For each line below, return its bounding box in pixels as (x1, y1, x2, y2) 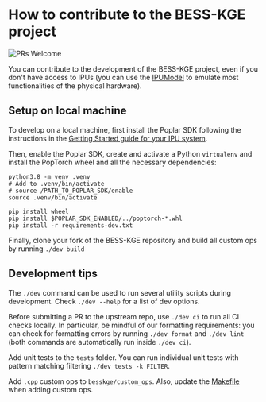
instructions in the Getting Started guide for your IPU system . (8, 133, 208, 143)
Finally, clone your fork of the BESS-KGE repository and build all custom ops (8, 235, 258, 245)
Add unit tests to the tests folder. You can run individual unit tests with (8, 352, 239, 362)
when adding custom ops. (8, 385, 94, 394)
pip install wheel (8, 207, 69, 215)
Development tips (8, 267, 98, 280)
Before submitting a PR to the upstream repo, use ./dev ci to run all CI (8, 311, 240, 321)
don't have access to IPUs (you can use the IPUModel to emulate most (8, 72, 239, 82)
